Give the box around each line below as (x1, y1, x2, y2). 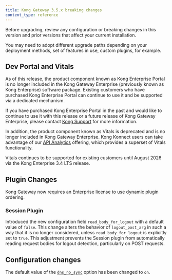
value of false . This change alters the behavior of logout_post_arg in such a (5, 224, 167, 230)
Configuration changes (5, 255, 81, 264)
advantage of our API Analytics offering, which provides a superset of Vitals (5, 139, 166, 145)
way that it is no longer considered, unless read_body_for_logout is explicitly (5, 230, 167, 236)
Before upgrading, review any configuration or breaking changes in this (5, 26, 156, 32)
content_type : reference (5, 12, 59, 17)
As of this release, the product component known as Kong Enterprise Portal (5, 76, 165, 82)
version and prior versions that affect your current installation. (5, 32, 137, 38)
